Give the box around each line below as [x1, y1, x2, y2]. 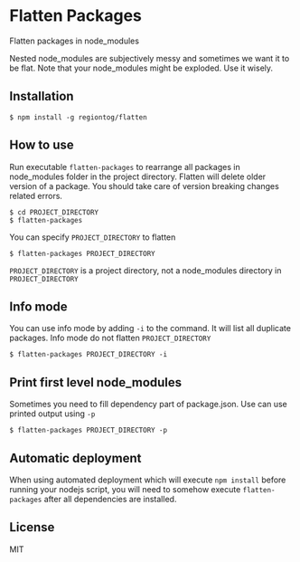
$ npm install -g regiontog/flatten [9, 112, 147, 122]
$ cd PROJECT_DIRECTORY [9, 207, 99, 217]
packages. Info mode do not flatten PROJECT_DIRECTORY [9, 332, 211, 344]
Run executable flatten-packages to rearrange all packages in [9, 161, 241, 172]
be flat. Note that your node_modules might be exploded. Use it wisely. [9, 62, 274, 73]
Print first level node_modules [9, 375, 183, 390]
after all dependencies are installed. [43, 494, 177, 504]
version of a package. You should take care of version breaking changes [9, 180, 280, 191]
